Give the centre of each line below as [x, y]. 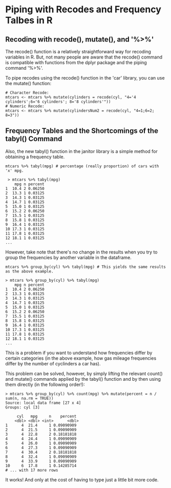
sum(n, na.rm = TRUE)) [29, 398]
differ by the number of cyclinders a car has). [53, 363]
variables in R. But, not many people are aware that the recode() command [84, 57]
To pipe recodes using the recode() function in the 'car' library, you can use [85, 78]
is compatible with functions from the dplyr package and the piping [76, 62]
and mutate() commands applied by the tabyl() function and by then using [83, 379]
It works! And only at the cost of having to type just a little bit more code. [82, 480]
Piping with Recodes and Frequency [83, 9]
